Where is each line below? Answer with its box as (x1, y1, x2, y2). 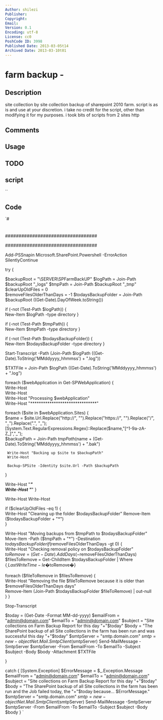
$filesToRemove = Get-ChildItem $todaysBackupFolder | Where (5, 557, 133, 563)
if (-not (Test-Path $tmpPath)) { (5, 321, 68, 327)
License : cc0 (5, 35, 32, 40)
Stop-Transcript (5, 603, 37, 609)
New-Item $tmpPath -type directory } (5, 326, 81, 332)
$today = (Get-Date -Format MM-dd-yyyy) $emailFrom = (5, 612, 120, 618)
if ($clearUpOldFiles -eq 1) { (5, 505, 61, 511)
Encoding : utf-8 (5, 30, 38, 35)
